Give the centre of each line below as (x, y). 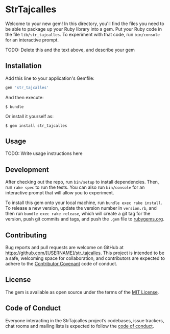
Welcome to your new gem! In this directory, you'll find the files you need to (85, 24)
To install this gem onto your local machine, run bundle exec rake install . (84, 203)
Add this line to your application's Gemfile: (50, 78)
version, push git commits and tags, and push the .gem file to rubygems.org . (85, 219)
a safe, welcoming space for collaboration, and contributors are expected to (85, 258)
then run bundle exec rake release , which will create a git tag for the (78, 214)
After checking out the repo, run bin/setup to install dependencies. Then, (82, 182)
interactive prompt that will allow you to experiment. (60, 193)
